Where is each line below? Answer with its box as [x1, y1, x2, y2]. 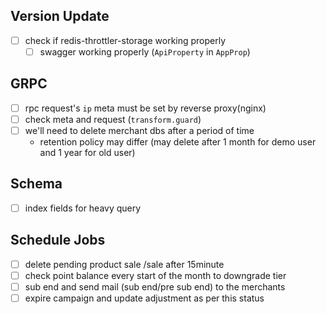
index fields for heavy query [24, 202, 142, 214]
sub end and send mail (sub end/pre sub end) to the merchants [24, 280, 286, 293]
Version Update [10, 8, 110, 25]
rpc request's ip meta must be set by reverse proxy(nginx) [24, 102, 267, 114]
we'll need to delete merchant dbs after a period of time [24, 124, 255, 136]
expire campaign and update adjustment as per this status [24, 292, 265, 304]
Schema [10, 175, 63, 193]
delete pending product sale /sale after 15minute [24, 258, 225, 270]
